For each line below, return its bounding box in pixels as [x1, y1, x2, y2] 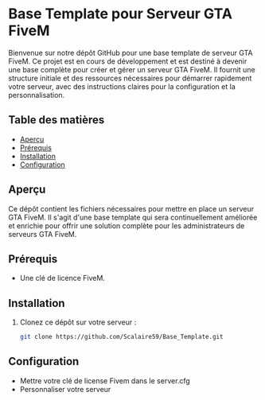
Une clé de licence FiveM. [19, 274, 106, 283]
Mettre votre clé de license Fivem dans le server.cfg [19, 375, 191, 386]
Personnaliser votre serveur [19, 384, 111, 394]
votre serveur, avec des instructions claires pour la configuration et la [8, 81, 236, 91]
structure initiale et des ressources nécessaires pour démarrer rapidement [8, 73, 252, 83]
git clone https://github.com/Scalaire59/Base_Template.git [19, 333, 224, 341]
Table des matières [8, 113, 105, 127]
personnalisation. [8, 90, 65, 99]
